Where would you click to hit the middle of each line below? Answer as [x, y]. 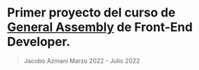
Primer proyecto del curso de [91, 13]
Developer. [39, 42]
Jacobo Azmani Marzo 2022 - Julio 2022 [82, 60]
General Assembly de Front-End [100, 27]
